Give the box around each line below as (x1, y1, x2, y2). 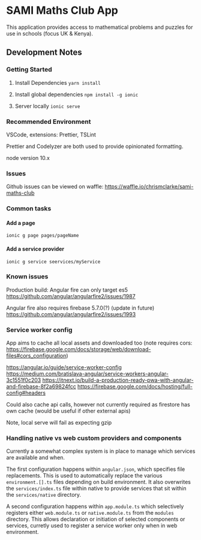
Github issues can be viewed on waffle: (6, 183, 104, 190)
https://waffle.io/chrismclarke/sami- (104, 183, 194, 190)
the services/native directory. (6, 491, 82, 499)
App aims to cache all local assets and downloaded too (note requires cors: (6, 339, 193, 346)
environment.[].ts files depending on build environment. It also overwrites (6, 479, 191, 486)
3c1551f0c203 (6, 376, 41, 384)
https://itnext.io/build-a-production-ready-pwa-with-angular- (42, 376, 194, 384)
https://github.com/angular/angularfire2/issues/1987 (6, 292, 136, 299)
